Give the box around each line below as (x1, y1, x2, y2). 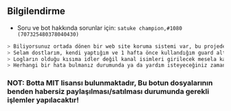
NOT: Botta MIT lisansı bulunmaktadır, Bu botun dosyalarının (7, 78, 213, 88)
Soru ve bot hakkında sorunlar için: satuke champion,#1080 (16, 23, 182, 32)
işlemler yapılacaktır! (7, 95, 79, 105)
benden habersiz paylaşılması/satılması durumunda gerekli (7, 87, 210, 97)
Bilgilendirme (7, 5, 65, 17)
